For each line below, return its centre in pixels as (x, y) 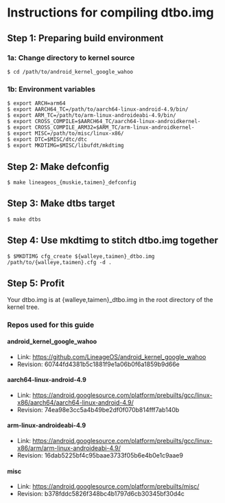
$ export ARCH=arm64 (37, 104)
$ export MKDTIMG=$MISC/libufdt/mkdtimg (66, 146)
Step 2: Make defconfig (58, 167)
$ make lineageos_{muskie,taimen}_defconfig (72, 182)
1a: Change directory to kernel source (71, 58)
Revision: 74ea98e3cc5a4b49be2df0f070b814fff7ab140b (98, 409)
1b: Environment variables (51, 89)
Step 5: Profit (36, 283)
